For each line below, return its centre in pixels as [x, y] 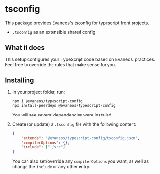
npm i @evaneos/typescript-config [47, 101]
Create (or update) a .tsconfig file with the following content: [74, 124]
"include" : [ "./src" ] [43, 147]
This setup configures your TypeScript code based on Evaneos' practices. [80, 59]
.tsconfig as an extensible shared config [54, 32]
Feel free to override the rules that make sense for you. [61, 64]
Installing [20, 80]
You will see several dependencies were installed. [62, 115]
